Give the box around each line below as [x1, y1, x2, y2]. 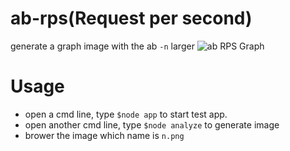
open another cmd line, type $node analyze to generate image [24, 118, 280, 131]
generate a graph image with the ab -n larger [10, 40, 195, 52]
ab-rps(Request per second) [10, 7, 253, 30]
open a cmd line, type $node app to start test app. [24, 108, 228, 120]
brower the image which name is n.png [24, 129, 185, 141]
